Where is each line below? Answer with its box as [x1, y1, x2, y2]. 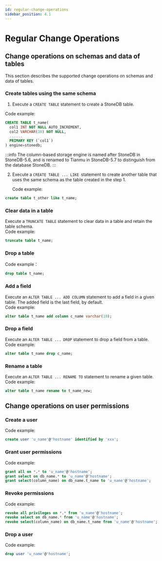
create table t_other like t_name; [5, 196, 77, 201]
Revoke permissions [5, 490, 54, 496]
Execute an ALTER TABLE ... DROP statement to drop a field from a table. [5, 336, 149, 342]
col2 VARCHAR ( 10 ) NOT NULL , [9, 129, 67, 134]
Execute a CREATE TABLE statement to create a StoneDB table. [12, 101, 135, 107]
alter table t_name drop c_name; [5, 351, 73, 356]
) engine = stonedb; [5, 143, 42, 148]
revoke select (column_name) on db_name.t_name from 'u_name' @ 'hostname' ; [5, 519, 158, 524]
